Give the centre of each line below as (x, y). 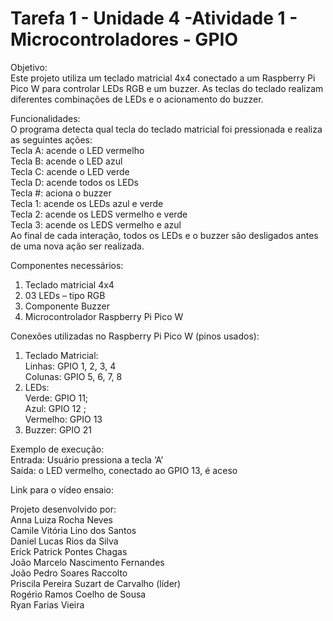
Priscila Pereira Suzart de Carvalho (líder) (96, 583)
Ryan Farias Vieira (47, 604)
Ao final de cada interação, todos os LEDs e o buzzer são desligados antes (164, 235)
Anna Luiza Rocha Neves (61, 519)
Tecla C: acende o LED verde (70, 171)
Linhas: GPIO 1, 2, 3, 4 (70, 366)
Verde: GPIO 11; (56, 398)
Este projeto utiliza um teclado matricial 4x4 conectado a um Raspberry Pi (163, 78)
